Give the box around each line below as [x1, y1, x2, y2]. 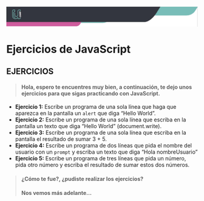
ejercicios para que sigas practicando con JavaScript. [21, 89, 160, 97]
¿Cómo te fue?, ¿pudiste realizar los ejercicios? [21, 175, 144, 183]
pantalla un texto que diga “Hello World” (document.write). [15, 123, 162, 130]
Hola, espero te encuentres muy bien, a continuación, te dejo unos [21, 83, 192, 90]
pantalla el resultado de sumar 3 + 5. [15, 135, 107, 143]
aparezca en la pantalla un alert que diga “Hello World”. [15, 110, 156, 117]
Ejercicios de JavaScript [6, 42, 131, 56]
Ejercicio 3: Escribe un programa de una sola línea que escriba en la [15, 129, 186, 137]
